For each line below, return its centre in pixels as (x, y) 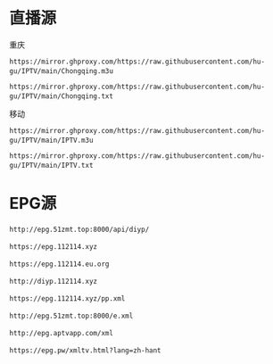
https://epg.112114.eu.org (59, 264)
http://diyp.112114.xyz (54, 281)
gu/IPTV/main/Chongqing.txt (62, 96)
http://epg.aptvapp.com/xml (62, 333)
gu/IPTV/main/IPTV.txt (51, 165)
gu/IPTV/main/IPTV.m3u (51, 140)
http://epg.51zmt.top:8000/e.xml (71, 316)
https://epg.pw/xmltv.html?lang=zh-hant (86, 350)
